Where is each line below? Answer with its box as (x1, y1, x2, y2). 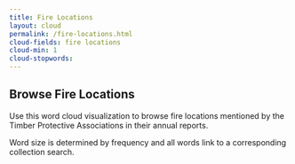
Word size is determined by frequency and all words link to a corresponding (9, 137, 287, 147)
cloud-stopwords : (9, 54, 74, 63)
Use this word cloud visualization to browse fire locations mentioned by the (9, 110, 284, 121)
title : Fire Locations (9, 12, 93, 22)
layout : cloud (9, 21, 62, 30)
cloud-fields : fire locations (9, 37, 122, 47)
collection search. (9, 146, 75, 157)
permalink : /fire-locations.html (9, 29, 133, 38)
